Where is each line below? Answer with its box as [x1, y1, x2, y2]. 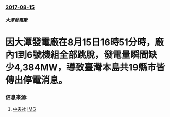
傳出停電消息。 [5, 74, 68, 86]
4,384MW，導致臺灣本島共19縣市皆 [14, 62, 165, 73]
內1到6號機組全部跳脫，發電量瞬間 [5, 49, 149, 60]
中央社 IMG [12, 106, 37, 112]
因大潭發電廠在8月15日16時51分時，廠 [5, 36, 164, 48]
